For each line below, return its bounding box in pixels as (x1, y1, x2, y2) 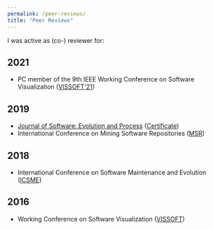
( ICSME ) (17, 175, 42, 184)
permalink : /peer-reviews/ (7, 10, 86, 18)
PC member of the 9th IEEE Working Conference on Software (17, 75, 195, 84)
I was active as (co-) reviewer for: (7, 36, 105, 44)
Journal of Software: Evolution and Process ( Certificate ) (17, 122, 179, 130)
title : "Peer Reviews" (7, 17, 74, 24)
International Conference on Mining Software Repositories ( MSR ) (17, 129, 205, 138)
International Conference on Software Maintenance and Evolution (17, 168, 207, 177)
